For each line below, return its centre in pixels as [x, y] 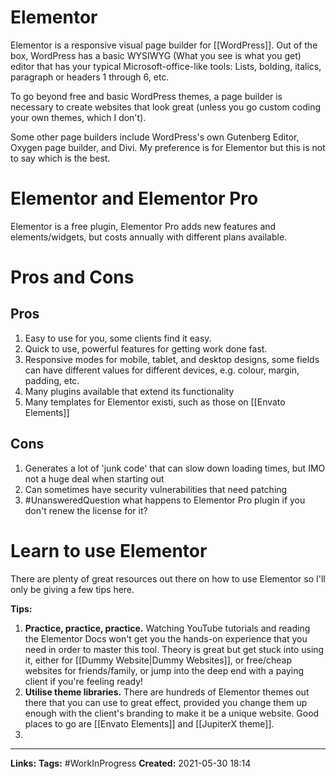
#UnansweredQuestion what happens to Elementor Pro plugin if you [165, 500]
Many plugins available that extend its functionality [129, 391]
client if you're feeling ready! [84, 681]
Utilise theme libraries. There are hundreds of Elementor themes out [167, 692]
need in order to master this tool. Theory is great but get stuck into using [174, 649]
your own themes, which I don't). [78, 117]
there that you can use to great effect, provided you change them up [166, 702]
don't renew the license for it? [86, 510]
